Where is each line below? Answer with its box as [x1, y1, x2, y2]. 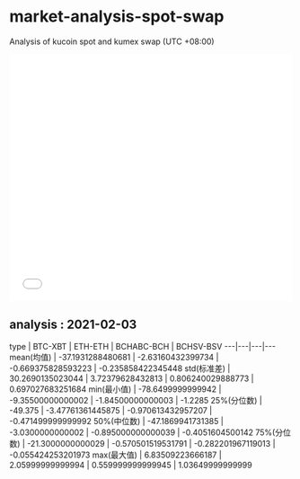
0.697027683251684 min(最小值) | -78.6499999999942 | [9, 384, 222, 395]
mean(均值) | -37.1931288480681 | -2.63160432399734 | [9, 351, 219, 362]
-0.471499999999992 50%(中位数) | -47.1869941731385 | [9, 415, 225, 426]
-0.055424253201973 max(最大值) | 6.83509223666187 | [9, 449, 222, 460]
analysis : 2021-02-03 [9, 317, 137, 333]
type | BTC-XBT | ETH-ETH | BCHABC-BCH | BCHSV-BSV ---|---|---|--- [9, 341, 277, 351]
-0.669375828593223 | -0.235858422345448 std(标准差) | [9, 362, 231, 374]
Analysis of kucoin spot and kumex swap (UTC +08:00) [9, 36, 215, 47]
